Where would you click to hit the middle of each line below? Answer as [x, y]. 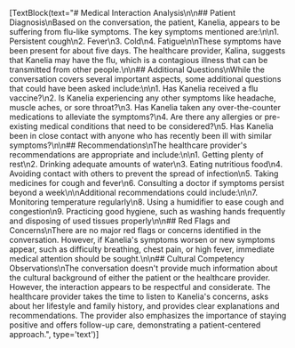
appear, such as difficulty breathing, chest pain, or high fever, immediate [142, 249]
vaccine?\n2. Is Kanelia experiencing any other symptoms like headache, [143, 98]
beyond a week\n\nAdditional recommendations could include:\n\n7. [134, 192]
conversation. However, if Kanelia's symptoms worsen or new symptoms [142, 240]
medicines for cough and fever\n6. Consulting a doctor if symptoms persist [147, 183]
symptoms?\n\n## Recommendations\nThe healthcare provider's [128, 145]
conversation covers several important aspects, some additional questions [145, 79]
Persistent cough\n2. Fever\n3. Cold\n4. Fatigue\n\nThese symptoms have [145, 41]
